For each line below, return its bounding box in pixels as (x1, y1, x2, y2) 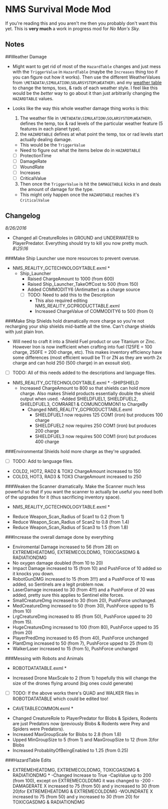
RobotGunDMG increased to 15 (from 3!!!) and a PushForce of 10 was (12, 576, 155, 582)
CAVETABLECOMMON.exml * (12, 706, 74, 712)
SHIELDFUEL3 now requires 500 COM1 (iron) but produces (35, 433, 157, 439)
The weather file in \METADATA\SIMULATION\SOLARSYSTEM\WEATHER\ (20, 115, 152, 121)
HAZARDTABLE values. (12, 95, 54, 101)
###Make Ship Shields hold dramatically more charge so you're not (5, 318, 144, 324)
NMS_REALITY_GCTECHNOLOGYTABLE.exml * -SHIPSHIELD (12, 380, 139, 386)
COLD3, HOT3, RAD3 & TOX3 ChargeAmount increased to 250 (12, 474, 142, 480)
